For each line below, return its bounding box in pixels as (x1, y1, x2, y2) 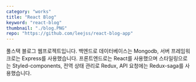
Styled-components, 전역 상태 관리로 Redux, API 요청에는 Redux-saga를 (12, 63, 184, 70)
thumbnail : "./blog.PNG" (6, 25, 67, 31)
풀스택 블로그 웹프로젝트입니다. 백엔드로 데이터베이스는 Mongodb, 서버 (6, 48, 170, 55)
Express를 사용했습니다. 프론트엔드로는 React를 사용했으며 (21, 55, 158, 62)
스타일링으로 (159, 55, 188, 62)
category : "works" (6, 8, 51, 15)
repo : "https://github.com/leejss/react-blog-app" (6, 31, 133, 37)
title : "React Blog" (6, 14, 57, 20)
